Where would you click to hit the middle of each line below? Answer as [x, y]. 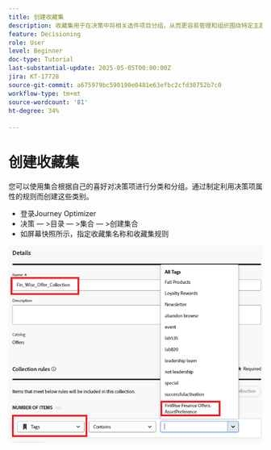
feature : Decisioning [45, 34]
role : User [27, 43]
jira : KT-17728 [34, 77]
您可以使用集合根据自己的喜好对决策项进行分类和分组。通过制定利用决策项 [132, 186]
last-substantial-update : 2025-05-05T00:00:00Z [90, 69]
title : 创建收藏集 [36, 17]
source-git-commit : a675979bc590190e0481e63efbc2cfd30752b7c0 [115, 85]
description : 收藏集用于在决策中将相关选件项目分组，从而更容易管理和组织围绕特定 [131, 25]
